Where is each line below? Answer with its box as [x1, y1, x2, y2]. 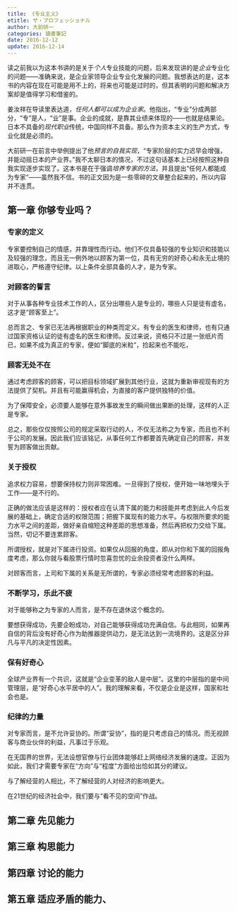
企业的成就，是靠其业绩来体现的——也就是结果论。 [80, 114, 229, 122]
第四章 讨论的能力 [7, 867, 84, 879]
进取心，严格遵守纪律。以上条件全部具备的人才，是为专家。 [7, 262, 181, 270]
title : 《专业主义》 [7, 10, 61, 18]
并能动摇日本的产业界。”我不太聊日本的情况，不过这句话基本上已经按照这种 [7, 155, 224, 163]
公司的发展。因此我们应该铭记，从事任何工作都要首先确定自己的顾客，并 [13, 434, 224, 442]
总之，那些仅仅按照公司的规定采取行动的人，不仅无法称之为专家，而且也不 [7, 425, 224, 434]
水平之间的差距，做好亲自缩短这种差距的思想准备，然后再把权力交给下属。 [13, 520, 230, 530]
